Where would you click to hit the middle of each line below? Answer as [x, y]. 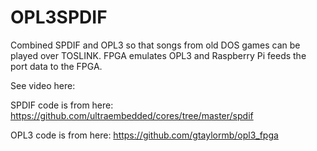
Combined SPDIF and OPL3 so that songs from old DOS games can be [155, 45]
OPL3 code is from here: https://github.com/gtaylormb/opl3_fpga [144, 135]
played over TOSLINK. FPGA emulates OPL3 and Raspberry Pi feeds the [158, 55]
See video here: [43, 85]
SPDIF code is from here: [62, 105]
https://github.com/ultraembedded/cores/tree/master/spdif [132, 115]
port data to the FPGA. [56, 66]
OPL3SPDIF [59, 17]
